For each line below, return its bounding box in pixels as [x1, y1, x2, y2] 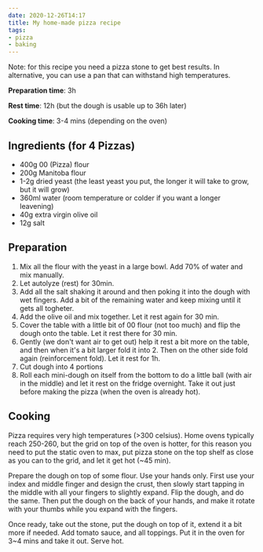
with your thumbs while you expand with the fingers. [8, 504, 178, 514]
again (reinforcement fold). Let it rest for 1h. [19, 353, 161, 363]
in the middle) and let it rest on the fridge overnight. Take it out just [19, 378, 236, 388]
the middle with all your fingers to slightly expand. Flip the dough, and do [8, 488, 244, 497]
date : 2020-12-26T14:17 [8, 11, 86, 20]
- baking [8, 41, 37, 49]
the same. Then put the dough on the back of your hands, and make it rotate [8, 495, 255, 505]
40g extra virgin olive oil [19, 210, 98, 219]
